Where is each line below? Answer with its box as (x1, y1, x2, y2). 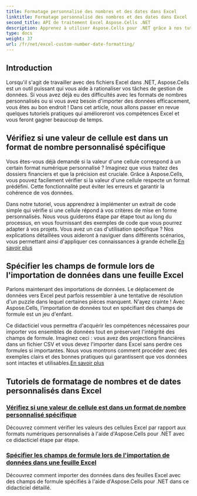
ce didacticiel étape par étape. (6, 437, 80, 443)
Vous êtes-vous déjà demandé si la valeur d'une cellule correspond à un (6, 158, 181, 165)
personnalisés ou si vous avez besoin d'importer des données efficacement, (6, 97, 191, 104)
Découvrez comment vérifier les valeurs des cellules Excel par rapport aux (6, 424, 186, 431)
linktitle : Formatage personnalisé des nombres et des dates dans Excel (6, 14, 188, 20)
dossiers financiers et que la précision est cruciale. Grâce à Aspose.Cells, (6, 170, 184, 177)
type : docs (6, 31, 33, 36)
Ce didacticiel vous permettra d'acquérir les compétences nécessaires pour (6, 322, 189, 329)
